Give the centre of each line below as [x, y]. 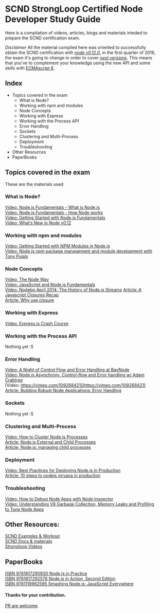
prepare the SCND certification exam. [43, 38]
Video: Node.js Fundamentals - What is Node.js [53, 207]
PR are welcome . [22, 606]
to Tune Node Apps [25, 509]
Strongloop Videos [24, 546]
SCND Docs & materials [29, 541]
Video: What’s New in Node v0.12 [38, 223]
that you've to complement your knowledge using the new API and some [78, 63]
